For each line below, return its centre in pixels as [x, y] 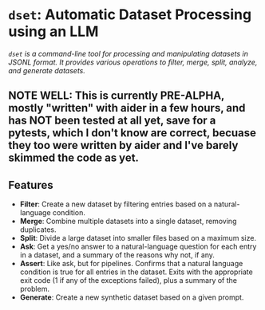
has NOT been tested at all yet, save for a [112, 121]
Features [31, 185]
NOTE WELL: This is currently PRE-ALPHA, [117, 96]
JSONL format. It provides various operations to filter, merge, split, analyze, [133, 62]
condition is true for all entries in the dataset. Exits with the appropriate [136, 272]
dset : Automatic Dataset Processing [130, 15]
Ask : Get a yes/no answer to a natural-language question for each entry [138, 247]
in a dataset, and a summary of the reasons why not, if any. [117, 255]
